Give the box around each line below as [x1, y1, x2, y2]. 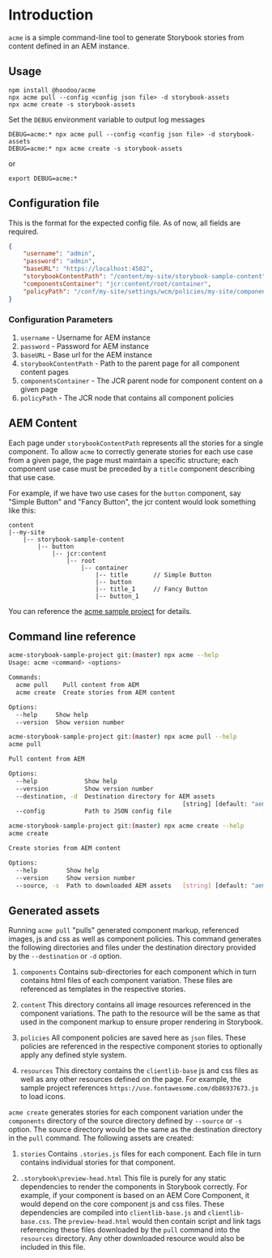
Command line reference [8, 630, 136, 644]
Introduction [8, 6, 94, 24]
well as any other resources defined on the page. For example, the [19, 1075, 242, 1084]
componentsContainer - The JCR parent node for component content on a [19, 376, 263, 385]
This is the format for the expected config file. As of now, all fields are [8, 217, 241, 228]
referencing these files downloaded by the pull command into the [19, 1225, 240, 1234]
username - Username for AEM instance [19, 333, 151, 342]
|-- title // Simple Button [95, 570, 212, 579]
